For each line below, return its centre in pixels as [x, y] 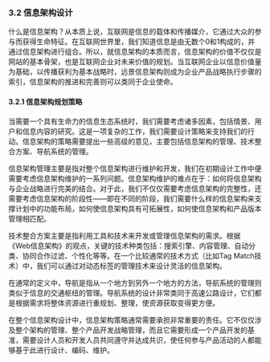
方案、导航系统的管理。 [54, 151]
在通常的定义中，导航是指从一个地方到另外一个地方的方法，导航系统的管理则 [135, 283]
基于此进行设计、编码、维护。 [64, 350]
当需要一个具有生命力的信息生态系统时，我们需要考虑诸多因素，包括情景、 [131, 121]
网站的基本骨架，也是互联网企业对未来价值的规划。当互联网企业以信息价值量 [135, 62]
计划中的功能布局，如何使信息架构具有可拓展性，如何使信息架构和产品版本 [138, 208]
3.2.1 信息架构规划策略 [45, 101]
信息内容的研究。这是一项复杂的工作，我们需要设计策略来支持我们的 [135, 131]
